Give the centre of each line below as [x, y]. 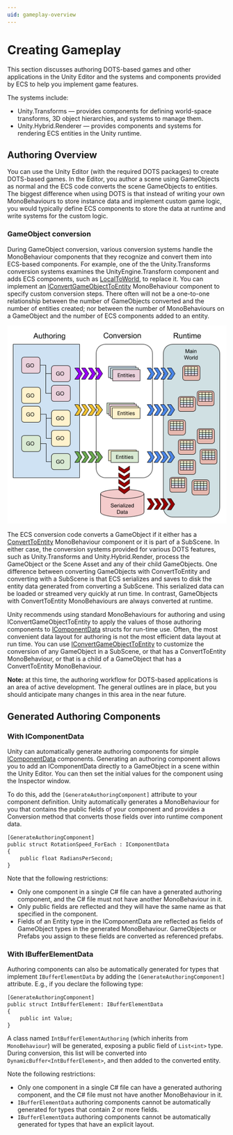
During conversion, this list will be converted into [77, 1053]
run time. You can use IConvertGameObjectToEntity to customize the [106, 644]
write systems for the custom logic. [58, 216]
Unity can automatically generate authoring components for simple [103, 752]
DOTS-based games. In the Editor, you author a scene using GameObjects [113, 179]
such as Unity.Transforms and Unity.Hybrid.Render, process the [98, 557]
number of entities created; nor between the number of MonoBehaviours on [116, 308]
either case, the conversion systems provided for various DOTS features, [112, 549]
